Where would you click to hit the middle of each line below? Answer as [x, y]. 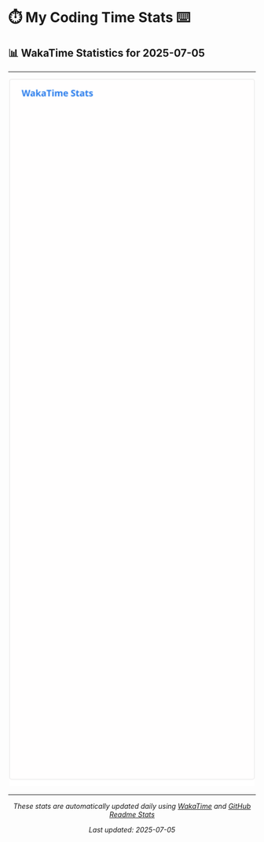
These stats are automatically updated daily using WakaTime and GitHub [132, 807]
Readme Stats [132, 814]
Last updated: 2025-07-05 [132, 830]
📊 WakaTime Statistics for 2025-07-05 [107, 53]
